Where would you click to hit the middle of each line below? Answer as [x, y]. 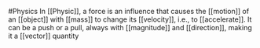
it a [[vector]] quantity [44, 36]
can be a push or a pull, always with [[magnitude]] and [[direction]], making [130, 27]
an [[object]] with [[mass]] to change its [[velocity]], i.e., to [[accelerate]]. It [130, 19]
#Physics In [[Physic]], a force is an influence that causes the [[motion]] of [129, 11]
